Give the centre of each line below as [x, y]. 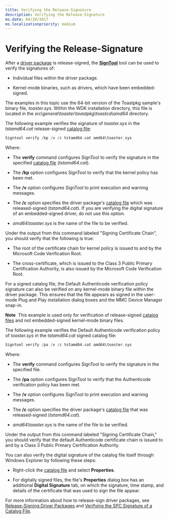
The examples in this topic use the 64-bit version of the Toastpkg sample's [83, 103]
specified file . [27, 369]
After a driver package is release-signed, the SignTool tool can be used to [82, 63]
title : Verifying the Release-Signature [48, 10]
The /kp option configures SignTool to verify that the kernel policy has [85, 172]
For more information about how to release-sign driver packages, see [77, 500]
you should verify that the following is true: [50, 239]
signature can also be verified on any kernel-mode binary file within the [79, 289]
